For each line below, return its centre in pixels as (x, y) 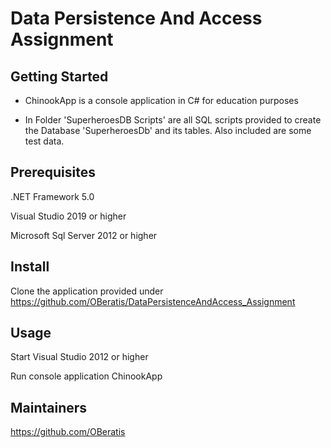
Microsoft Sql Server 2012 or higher (84, 235)
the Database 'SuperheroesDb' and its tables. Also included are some (168, 130)
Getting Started (59, 76)
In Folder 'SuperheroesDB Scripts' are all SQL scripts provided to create (173, 120)
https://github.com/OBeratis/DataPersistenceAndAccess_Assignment (153, 301)
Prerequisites (53, 172)
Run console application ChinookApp (86, 376)
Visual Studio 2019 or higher (68, 216)
